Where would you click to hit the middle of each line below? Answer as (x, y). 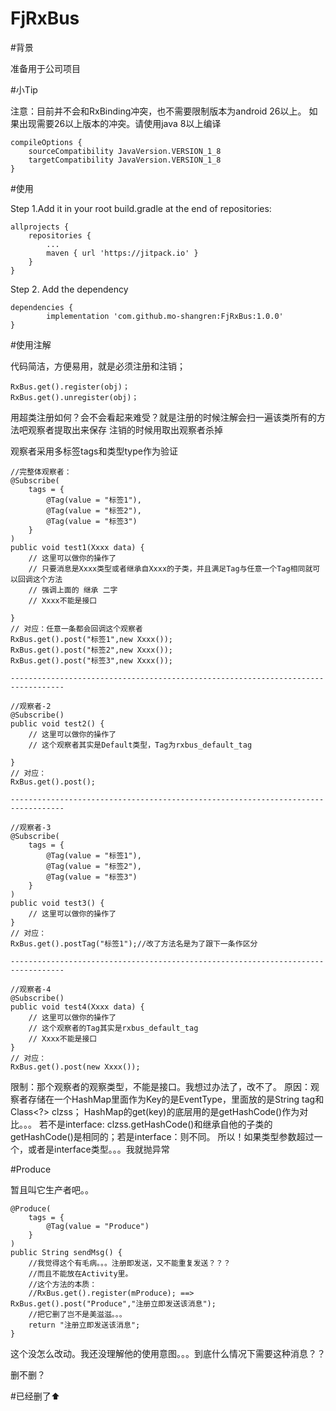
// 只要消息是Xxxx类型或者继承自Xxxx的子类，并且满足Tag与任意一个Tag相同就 (170, 568)
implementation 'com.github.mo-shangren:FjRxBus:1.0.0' (165, 316)
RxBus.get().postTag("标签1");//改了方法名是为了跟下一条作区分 (134, 943)
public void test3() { (57, 903)
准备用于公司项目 (45, 68)
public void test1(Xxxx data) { (77, 547)
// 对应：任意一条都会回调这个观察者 (76, 628)
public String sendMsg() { (66, 1252)
